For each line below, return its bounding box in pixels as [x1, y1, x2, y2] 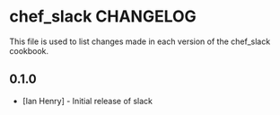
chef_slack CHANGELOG [9, 6, 197, 27]
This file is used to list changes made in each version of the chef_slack [9, 36, 271, 47]
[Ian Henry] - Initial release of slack [22, 95, 153, 106]
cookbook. [9, 45, 49, 56]
